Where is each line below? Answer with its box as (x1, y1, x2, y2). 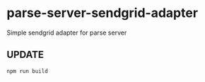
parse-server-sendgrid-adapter (6, 5, 199, 21)
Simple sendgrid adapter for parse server (6, 28, 127, 37)
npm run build (6, 67, 49, 75)
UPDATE (6, 49, 44, 61)
